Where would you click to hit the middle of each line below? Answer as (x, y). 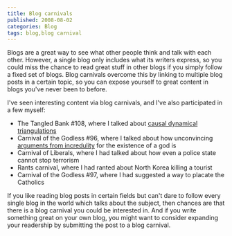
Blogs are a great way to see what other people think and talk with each (109, 53)
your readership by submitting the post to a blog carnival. (89, 225)
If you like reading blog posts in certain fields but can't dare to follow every (114, 196)
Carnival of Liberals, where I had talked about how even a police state (117, 153)
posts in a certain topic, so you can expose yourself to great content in (108, 82)
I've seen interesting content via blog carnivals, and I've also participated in (115, 103)
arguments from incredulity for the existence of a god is (97, 145)
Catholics (31, 182)
